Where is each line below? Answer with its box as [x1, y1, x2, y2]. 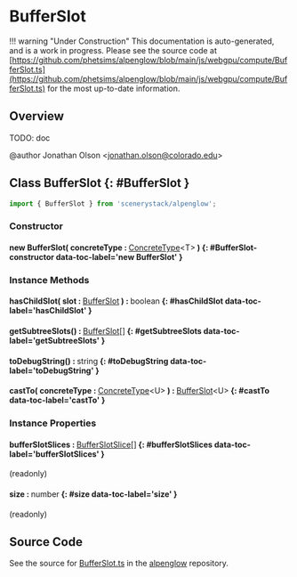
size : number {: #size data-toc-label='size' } [9, 488, 178, 500]
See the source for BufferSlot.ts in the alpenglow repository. [9, 558, 229, 569]
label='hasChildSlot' [9, 305, 87, 316]
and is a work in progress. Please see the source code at [9, 45, 218, 55]
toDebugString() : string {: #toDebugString [9, 355, 169, 366]
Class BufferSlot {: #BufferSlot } [9, 175, 190, 191]
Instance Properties [9, 417, 97, 429]
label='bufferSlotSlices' [9, 448, 100, 459]
